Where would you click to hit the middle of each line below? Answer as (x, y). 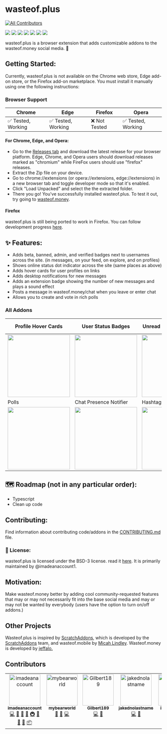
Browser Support (26, 99)
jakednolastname (136, 708)
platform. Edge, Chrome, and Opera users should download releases (83, 157)
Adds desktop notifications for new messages (59, 276)
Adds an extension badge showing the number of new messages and (83, 281)
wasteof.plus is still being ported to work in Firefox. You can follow (73, 222)
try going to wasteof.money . (41, 199)
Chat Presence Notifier (101, 402)
